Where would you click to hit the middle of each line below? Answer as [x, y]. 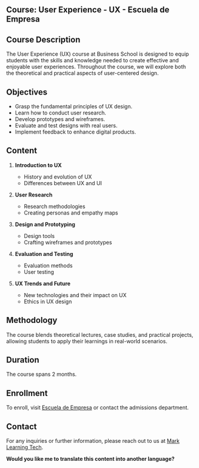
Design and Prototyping [45, 224]
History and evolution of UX [58, 177]
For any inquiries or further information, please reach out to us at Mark [93, 441]
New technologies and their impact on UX [75, 295]
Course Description [43, 39]
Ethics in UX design [48, 301]
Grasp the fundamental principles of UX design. [74, 107]
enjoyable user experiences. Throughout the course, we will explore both [96, 67]
